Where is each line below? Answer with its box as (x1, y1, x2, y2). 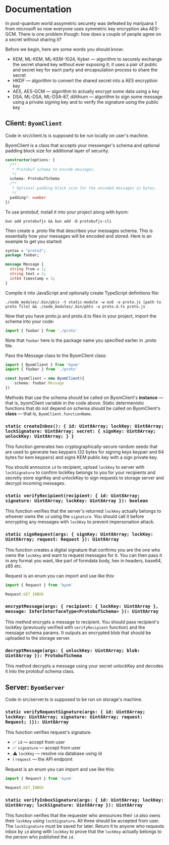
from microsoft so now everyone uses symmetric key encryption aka (5, 25, 148, 31)
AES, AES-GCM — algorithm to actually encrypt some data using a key (12, 88, 160, 94)
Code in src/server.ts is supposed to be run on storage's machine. (5, 696, 143, 702)
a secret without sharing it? (5, 36, 62, 42)
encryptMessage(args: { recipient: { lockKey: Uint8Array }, (5, 603, 159, 609)
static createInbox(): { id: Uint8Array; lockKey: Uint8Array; (5, 423, 164, 429)
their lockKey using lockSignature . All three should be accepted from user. (5, 818, 160, 824)
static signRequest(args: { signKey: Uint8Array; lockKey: (5, 531, 153, 537)
